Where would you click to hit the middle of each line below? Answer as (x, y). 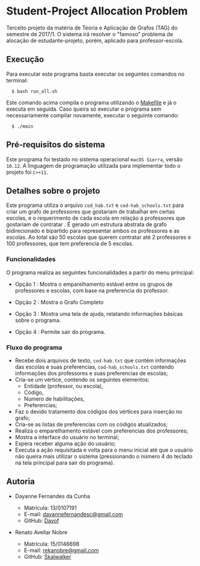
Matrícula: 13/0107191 (50, 508)
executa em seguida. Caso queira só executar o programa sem (84, 109)
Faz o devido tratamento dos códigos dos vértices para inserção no (98, 411)
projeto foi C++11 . (27, 172)
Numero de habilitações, (54, 399)
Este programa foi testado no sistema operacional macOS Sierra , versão (95, 159)
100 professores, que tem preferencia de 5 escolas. (70, 244)
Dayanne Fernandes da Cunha (52, 496)
